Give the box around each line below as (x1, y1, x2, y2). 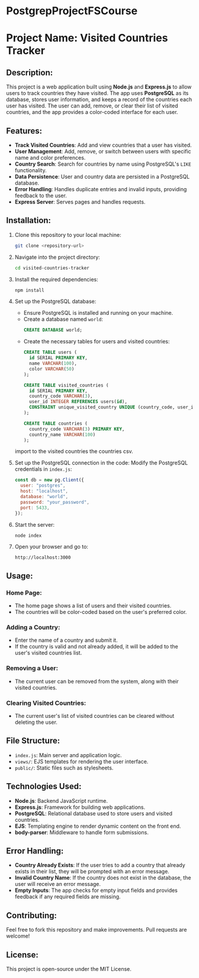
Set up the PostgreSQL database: (14, 298, 97, 305)
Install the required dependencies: (14, 276, 99, 283)
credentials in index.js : (14, 466, 72, 473)
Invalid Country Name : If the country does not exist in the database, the (14, 874, 191, 881)
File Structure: (6, 736, 60, 746)
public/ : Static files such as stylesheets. (14, 764, 114, 771)
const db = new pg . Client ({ (14, 477, 84, 483)
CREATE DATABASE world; (23, 327, 83, 333)
